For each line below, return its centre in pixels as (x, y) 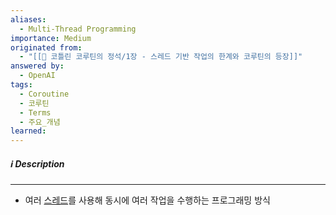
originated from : (46, 47)
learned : (28, 131)
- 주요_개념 (40, 122)
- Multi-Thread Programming (78, 29)
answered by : (37, 66)
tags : (21, 85)
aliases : (28, 19)
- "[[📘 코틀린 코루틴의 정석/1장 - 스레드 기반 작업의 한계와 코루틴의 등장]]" (161, 57)
